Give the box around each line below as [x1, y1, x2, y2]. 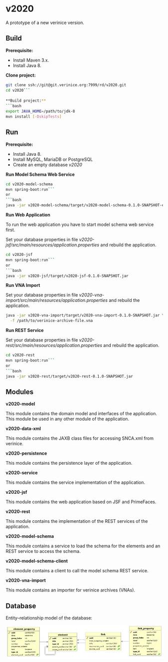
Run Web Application [5, 212, 50, 218]
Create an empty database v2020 [12, 161, 83, 168]
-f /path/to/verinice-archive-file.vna [10, 318, 93, 323]
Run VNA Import [5, 282, 40, 288]
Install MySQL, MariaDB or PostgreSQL [12, 156, 93, 162]
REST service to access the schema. [5, 548, 81, 554]
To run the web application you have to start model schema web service [5, 221, 154, 228]
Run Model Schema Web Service [5, 171, 75, 177]
